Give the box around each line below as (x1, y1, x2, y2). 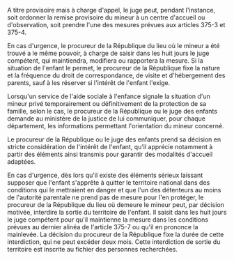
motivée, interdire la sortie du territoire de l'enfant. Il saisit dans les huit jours (7, 208, 227, 216)
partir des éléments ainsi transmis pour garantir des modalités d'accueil (7, 150, 213, 158)
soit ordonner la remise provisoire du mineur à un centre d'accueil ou (7, 13, 205, 22)
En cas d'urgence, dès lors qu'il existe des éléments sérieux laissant (7, 171, 203, 179)
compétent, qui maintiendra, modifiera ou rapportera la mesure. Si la (7, 56, 203, 65)
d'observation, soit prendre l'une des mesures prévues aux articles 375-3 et (7, 21, 226, 29)
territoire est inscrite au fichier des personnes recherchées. (7, 245, 178, 253)
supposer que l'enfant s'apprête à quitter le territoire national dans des (7, 178, 210, 187)
